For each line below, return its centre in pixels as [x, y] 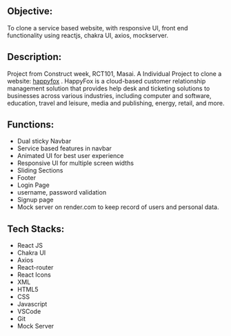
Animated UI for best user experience [70, 156]
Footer [27, 178]
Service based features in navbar [64, 148]
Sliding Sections [40, 170]
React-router [35, 268]
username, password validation [62, 192]
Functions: [31, 125]
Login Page [33, 185]
